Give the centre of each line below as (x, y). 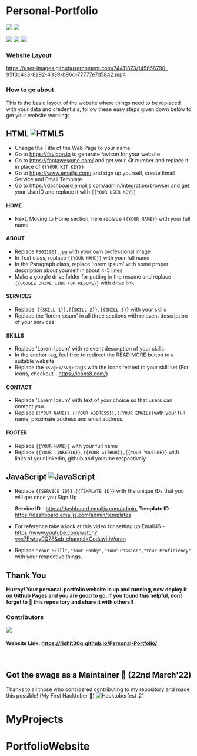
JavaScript (26, 477)
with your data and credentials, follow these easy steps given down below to (99, 109)
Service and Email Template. (49, 179)
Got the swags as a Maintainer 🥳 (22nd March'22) (99, 675)
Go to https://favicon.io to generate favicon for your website (87, 154)
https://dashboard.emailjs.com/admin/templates (73, 515)
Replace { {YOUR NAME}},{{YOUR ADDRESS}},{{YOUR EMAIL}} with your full (100, 413)
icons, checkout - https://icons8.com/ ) (61, 374)
